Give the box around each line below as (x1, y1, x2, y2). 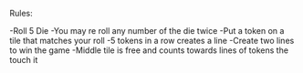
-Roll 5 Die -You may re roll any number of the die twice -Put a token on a (9, 26, 285, 36)
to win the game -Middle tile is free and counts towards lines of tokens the (9, 45, 289, 56)
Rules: (9, 8, 34, 18)
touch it (9, 55, 38, 65)
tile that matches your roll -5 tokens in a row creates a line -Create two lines (9, 36, 295, 46)
